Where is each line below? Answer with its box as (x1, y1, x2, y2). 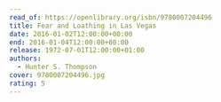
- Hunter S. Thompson (17, 63, 98, 72)
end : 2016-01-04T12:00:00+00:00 (9, 37, 129, 47)
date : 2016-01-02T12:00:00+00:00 (9, 29, 133, 38)
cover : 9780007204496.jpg (9, 71, 105, 80)
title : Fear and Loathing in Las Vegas (9, 21, 157, 30)
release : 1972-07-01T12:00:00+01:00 (9, 46, 145, 55)
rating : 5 (9, 79, 46, 88)
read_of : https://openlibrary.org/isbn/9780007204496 (9, 12, 213, 22)
